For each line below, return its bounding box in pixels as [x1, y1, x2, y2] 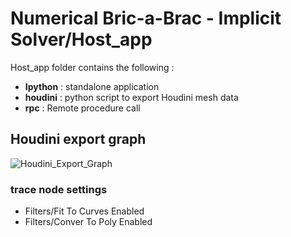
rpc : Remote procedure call [24, 102, 141, 114]
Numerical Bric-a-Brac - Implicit [10, 7, 282, 30]
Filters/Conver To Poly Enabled [24, 216, 153, 228]
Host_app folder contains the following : [10, 61, 175, 73]
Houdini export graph [10, 131, 147, 148]
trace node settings [10, 182, 108, 196]
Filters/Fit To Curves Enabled [24, 205, 145, 217]
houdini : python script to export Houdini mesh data [24, 91, 239, 103]
